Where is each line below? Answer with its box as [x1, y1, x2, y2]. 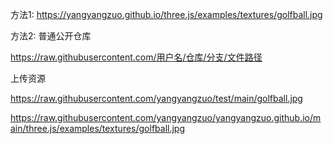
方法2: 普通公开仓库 [10, 30, 92, 42]
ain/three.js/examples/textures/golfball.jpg [10, 123, 186, 134]
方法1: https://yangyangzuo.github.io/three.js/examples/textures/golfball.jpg [10, 9, 323, 20]
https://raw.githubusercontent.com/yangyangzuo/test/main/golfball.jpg [10, 93, 303, 104]
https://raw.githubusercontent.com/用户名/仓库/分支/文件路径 [10, 51, 263, 63]
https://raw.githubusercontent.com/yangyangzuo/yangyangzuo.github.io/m [10, 112, 322, 123]
